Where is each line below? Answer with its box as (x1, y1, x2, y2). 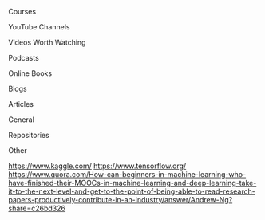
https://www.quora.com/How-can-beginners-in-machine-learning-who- (8, 170, 247, 179)
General (8, 115, 34, 124)
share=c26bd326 (8, 203, 66, 213)
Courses (8, 7, 37, 16)
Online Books (8, 69, 53, 78)
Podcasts (8, 53, 40, 62)
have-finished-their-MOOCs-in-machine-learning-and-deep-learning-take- (8, 179, 257, 187)
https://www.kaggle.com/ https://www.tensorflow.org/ (8, 161, 187, 171)
